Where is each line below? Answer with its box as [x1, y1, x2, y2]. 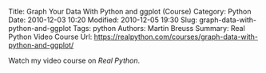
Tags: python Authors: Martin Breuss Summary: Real [73, 24, 245, 33]
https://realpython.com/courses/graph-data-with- [93, 32, 258, 41]
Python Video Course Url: [8, 32, 93, 41]
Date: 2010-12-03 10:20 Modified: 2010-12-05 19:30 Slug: [8, 15, 198, 25]
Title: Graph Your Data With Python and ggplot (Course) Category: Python [8, 7, 252, 16]
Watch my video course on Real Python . [8, 56, 141, 65]
